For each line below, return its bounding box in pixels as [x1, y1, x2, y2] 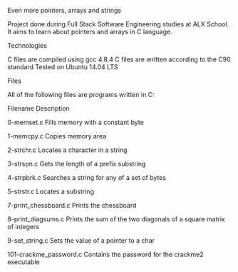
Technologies [7, 41, 48, 49]
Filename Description [7, 104, 70, 113]
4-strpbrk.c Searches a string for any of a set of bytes [7, 173, 166, 181]
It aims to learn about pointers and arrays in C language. [7, 28, 172, 36]
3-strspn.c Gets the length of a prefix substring [7, 160, 146, 168]
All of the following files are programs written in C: [7, 91, 155, 99]
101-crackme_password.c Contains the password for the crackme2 [7, 250, 205, 258]
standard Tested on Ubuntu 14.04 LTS [7, 63, 119, 71]
